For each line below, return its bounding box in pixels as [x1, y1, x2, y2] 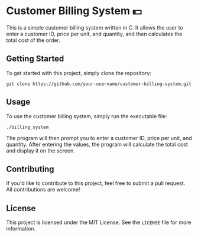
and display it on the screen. [6, 147, 75, 154]
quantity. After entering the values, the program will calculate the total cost [6, 141, 188, 148]
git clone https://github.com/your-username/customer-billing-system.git [6, 81, 192, 87]
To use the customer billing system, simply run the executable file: [6, 112, 167, 119]
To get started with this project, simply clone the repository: [6, 69, 152, 76]
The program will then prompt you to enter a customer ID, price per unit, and [6, 134, 192, 141]
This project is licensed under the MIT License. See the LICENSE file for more [6, 219, 191, 226]
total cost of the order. [6, 37, 61, 44]
